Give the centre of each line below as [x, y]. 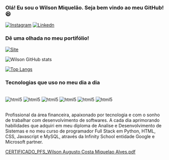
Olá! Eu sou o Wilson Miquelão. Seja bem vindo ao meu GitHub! [84, 8]
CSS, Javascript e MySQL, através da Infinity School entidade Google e [80, 136]
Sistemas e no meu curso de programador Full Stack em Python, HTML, [80, 131]
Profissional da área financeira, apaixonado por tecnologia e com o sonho [83, 115]
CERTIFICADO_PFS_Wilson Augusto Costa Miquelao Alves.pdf [71, 151]
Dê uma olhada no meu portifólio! [47, 38]
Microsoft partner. [24, 142]
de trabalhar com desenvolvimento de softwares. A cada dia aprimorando [82, 120]
